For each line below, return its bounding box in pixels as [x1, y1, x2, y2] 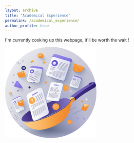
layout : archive [5, 8, 38, 13]
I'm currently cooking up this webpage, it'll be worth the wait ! [5, 37, 130, 43]
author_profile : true [5, 23, 49, 28]
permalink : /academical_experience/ [5, 18, 79, 23]
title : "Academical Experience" [5, 13, 71, 18]
